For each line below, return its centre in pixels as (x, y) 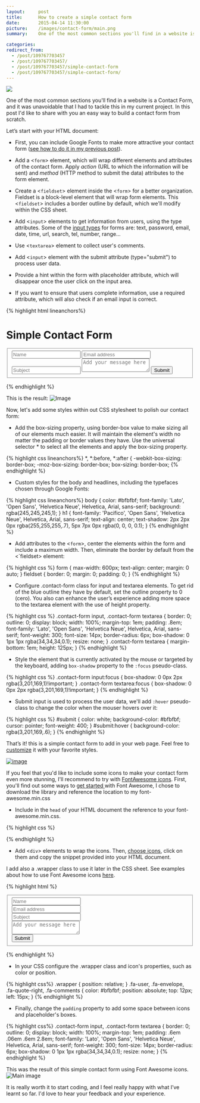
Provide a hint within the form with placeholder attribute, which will (97, 275)
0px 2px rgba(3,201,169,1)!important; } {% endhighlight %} (77, 689)
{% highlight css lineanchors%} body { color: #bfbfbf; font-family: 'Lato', (95, 500)
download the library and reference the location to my (72, 792)
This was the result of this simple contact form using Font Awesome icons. (97, 1069)
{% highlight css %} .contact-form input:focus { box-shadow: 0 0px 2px (94, 677)
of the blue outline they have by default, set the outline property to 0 (99, 592)
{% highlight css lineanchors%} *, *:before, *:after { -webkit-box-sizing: (94, 458)
